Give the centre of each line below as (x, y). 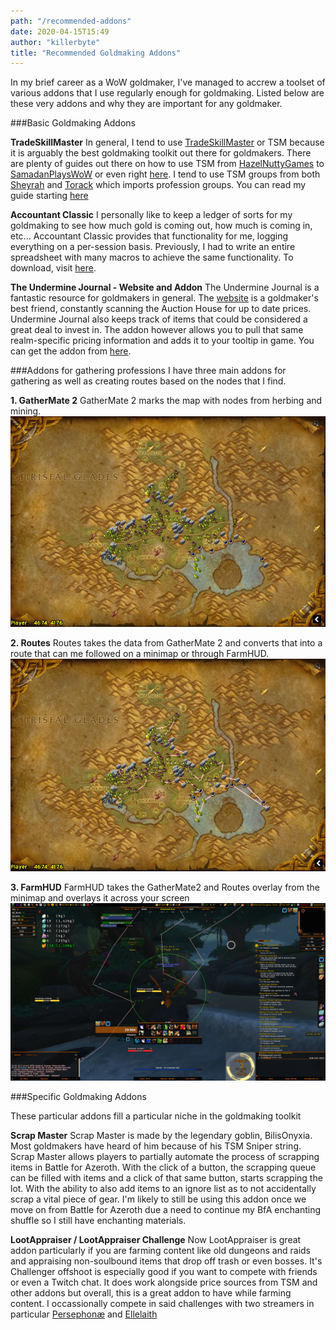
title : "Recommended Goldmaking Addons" (96, 53)
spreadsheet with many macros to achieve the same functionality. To (152, 257)
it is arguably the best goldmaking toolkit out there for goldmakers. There (161, 153)
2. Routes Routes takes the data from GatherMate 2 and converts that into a (166, 643)
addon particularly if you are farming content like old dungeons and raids (160, 1250)
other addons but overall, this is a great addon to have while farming (151, 1292)
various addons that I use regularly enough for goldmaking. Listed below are (167, 93)
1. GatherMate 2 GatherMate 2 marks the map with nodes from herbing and (166, 401)
